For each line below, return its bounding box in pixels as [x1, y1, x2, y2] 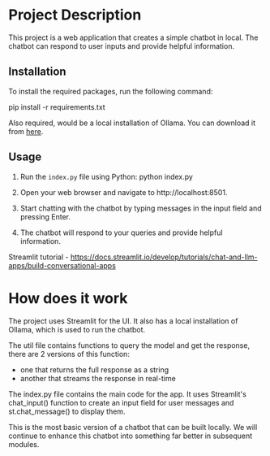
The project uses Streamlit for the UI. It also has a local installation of [8, 315, 238, 326]
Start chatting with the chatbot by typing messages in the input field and [19, 203, 262, 213]
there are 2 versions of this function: [8, 349, 130, 358]
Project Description [8, 6, 142, 24]
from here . [8, 126, 44, 136]
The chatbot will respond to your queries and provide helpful [19, 228, 223, 237]
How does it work [8, 289, 128, 307]
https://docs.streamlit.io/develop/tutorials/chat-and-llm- [70, 252, 258, 262]
